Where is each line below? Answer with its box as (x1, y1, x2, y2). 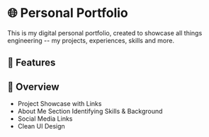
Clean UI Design (17, 122, 65, 131)
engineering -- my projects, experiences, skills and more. (7, 36, 175, 44)
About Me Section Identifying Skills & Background (17, 107, 163, 116)
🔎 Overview (7, 81, 60, 93)
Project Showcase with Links (17, 100, 102, 108)
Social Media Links (17, 114, 73, 123)
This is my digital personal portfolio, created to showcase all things (7, 28, 203, 37)
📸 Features (7, 56, 56, 68)
